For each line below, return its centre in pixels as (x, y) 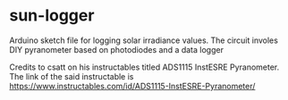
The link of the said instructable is (72, 76)
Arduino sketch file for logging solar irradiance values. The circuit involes (144, 40)
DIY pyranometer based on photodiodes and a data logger (116, 49)
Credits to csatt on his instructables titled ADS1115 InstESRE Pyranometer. (144, 67)
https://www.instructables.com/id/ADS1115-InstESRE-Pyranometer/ (132, 86)
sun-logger (52, 16)
